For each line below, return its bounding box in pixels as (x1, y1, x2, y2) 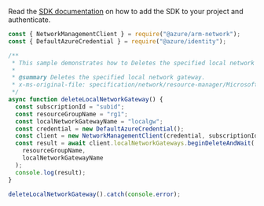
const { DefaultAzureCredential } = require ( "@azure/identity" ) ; (8, 37, 226, 46)
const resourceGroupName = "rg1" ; (15, 110, 128, 118)
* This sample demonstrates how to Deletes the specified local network (11, 59, 255, 67)
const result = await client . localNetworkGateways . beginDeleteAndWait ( (15, 139, 255, 148)
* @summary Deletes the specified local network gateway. (11, 74, 206, 82)
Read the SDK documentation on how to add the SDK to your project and (8, 7, 244, 16)
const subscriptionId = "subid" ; (15, 102, 125, 111)
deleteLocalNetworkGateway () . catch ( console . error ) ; (8, 190, 181, 198)
